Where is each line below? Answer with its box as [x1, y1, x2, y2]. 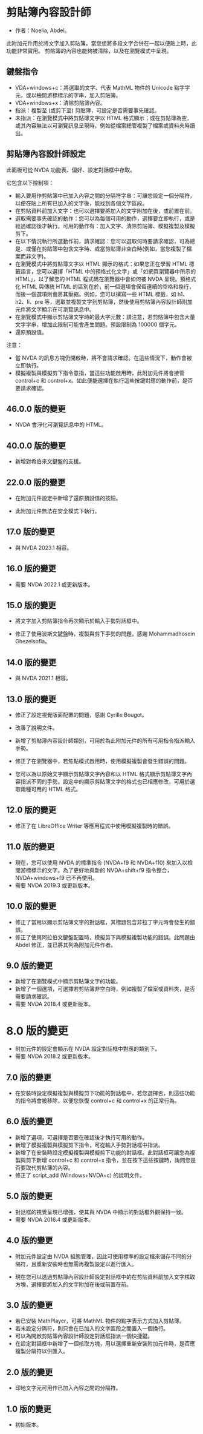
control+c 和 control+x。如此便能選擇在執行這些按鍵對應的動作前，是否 [14, 377, 193, 384]
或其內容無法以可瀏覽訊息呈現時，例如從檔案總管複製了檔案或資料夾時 [14, 122, 190, 129]
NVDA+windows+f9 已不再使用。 [14, 874, 98, 881]
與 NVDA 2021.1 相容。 [14, 674, 71, 682]
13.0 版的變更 [6, 694, 56, 704]
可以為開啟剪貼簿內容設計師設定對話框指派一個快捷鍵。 [14, 1332, 153, 1340]
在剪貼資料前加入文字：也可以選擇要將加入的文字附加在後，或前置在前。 [14, 207, 195, 214]
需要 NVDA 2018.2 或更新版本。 [14, 1053, 94, 1060]
